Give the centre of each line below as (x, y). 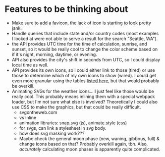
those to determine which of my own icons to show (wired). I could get (84, 75)
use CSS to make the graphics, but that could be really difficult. (76, 107)
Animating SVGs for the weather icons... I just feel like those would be (83, 91)
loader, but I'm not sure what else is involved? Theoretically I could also (85, 102)
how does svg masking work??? (52, 133)
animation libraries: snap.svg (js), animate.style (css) (73, 123)
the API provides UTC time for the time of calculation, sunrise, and (79, 44)
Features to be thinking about (66, 9)
